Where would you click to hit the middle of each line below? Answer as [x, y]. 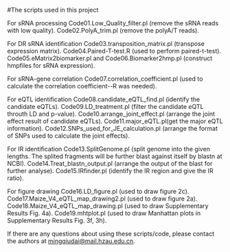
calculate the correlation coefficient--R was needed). [82, 86]
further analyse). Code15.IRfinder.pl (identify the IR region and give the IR [111, 171]
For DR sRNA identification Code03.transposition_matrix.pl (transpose [106, 43]
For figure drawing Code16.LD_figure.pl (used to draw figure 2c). [98, 191]
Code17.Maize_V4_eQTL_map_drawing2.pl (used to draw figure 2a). [102, 199]
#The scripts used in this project [53, 10]
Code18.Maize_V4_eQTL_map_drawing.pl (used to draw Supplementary [108, 206]
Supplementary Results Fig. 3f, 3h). [57, 220]
